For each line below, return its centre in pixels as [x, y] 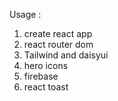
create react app [58, 33]
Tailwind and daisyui [66, 55]
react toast [46, 87]
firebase [41, 76]
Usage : [25, 14]
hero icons [46, 65]
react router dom [58, 44]
